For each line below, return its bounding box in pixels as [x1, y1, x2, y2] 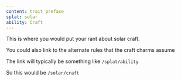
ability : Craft [6, 19, 43, 25]
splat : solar [6, 14, 38, 20]
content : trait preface [6, 8, 64, 15]
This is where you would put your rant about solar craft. [6, 36, 140, 43]
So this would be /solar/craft [6, 69, 80, 76]
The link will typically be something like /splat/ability [6, 58, 139, 65]
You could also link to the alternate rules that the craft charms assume [6, 47, 175, 54]
